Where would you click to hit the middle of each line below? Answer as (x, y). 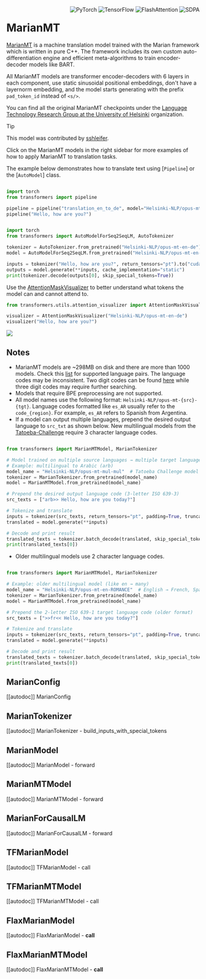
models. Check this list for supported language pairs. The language (100, 373)
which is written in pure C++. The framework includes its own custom (94, 51)
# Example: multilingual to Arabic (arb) (60, 466)
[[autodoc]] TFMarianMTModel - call (53, 901)
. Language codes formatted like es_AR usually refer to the (102, 406)
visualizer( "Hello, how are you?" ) (52, 322)
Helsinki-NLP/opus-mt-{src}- (160, 400)
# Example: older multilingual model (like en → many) (78, 584)
